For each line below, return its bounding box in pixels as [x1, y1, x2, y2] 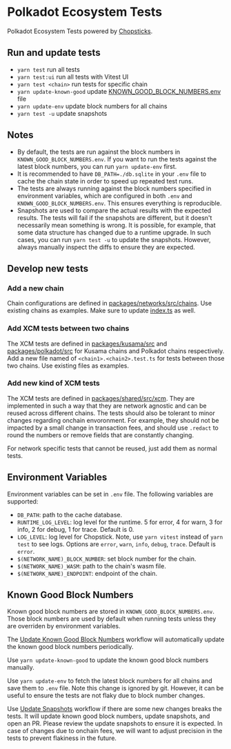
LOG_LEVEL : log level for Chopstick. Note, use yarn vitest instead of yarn [17, 532, 223, 541]
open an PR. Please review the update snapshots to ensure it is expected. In [7, 719, 223, 728]
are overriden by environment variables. [7, 622, 121, 630]
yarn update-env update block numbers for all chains [17, 101, 168, 110]
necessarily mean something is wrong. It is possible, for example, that [17, 221, 216, 229]
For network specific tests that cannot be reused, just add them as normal [7, 444, 217, 452]
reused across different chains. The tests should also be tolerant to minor [7, 408, 215, 417]
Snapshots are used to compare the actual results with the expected [17, 206, 212, 214]
